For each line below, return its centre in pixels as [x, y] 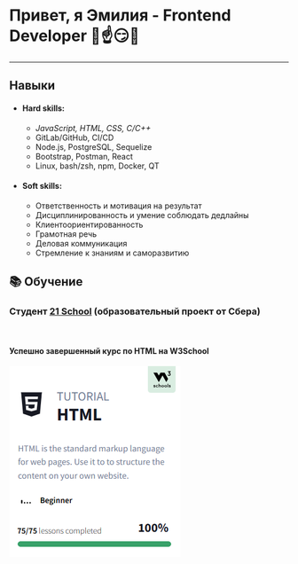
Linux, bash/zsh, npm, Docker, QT [97, 166]
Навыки [32, 86]
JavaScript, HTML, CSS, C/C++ [93, 128]
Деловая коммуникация [81, 243]
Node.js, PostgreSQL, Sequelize [94, 146]
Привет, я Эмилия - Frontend [120, 16]
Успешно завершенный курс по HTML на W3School [110, 351]
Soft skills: [42, 186]
